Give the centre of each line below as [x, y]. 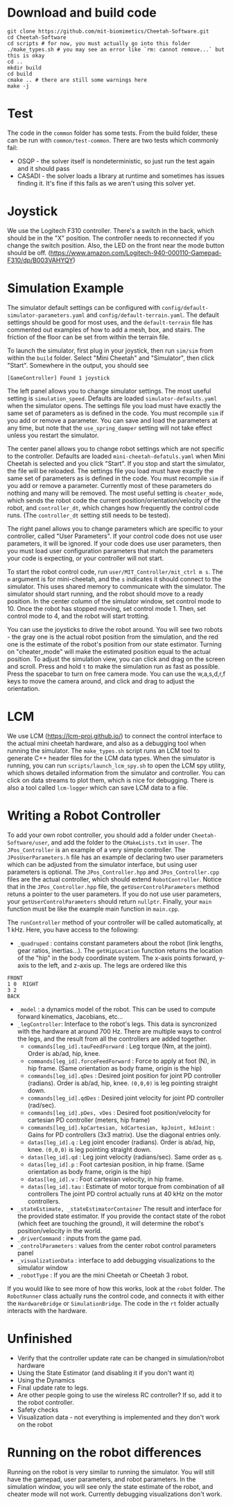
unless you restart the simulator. [53, 435]
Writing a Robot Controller [84, 815]
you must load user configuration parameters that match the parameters [110, 551]
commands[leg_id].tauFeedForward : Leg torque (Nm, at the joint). [120, 1046]
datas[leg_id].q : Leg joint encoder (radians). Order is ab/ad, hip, [121, 1142]
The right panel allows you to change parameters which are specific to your [115, 528]
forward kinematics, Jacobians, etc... [70, 1016]
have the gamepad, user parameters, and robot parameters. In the [102, 1479]
